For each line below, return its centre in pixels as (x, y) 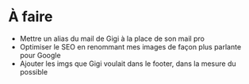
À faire (31, 17)
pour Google (40, 55)
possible (34, 71)
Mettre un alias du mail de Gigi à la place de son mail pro (112, 38)
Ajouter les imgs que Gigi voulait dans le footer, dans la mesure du (128, 64)
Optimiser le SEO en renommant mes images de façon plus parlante (130, 46)
